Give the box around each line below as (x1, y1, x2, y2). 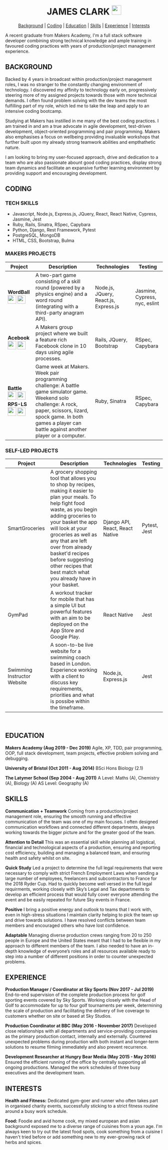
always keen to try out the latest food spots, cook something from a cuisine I (5, 1128, 163, 1135)
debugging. (5, 755, 29, 761)
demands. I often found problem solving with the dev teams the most (5, 97, 147, 103)
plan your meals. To (50, 494, 96, 501)
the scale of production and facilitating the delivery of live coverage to (5, 1008, 150, 1014)
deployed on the (50, 621, 88, 628)
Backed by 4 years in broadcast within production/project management (5, 76, 152, 82)
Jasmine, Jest (12, 216, 41, 223)
